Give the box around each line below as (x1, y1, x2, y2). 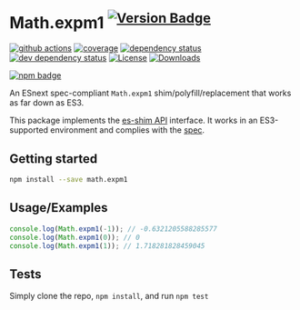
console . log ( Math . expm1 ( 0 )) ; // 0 (9, 233, 141, 242)
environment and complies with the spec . (49, 125, 205, 135)
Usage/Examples (9, 200, 108, 215)
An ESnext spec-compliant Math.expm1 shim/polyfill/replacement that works (9, 87, 292, 99)
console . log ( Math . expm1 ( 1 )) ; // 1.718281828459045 (9, 241, 205, 250)
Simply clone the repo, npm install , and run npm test (9, 291, 209, 302)
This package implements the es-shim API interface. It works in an (9, 115, 258, 126)
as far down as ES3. (9, 97, 85, 108)
